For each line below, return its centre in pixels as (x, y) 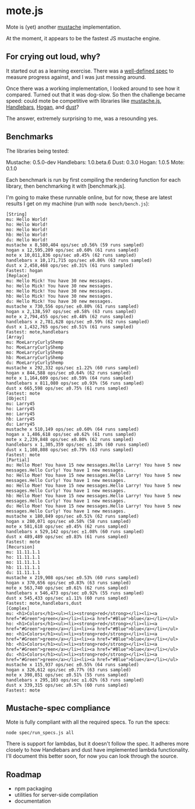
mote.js (25, 11)
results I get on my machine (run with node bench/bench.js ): (78, 204)
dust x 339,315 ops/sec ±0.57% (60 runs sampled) (68, 685)
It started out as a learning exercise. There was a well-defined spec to (90, 71)
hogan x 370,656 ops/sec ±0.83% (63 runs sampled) (69, 583)
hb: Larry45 (20, 419)
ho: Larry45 (20, 409)
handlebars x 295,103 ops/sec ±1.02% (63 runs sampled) (75, 680)
